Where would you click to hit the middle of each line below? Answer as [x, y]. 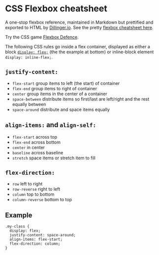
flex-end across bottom [36, 142]
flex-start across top [35, 137]
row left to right [27, 184]
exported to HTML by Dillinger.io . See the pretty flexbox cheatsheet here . [79, 27]
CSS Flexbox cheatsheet [56, 9]
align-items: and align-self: [51, 125]
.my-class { [17, 227]
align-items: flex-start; [36, 240]
